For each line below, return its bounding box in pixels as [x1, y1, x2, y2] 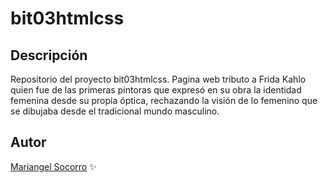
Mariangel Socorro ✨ [10, 160, 97, 172]
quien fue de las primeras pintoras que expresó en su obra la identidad [10, 84, 302, 96]
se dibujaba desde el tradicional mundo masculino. [10, 105, 220, 117]
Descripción [10, 47, 88, 64]
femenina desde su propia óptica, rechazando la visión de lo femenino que [10, 95, 318, 106]
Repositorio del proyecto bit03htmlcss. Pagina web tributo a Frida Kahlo [10, 73, 307, 85]
